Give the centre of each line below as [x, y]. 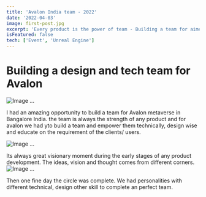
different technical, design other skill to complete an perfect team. [90, 187]
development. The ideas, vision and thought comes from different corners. [101, 162]
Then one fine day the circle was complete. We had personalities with [94, 180]
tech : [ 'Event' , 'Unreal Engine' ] [51, 40]
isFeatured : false [30, 35]
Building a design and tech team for [99, 71]
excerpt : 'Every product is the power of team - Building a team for [97, 29]
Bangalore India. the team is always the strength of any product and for [96, 119]
